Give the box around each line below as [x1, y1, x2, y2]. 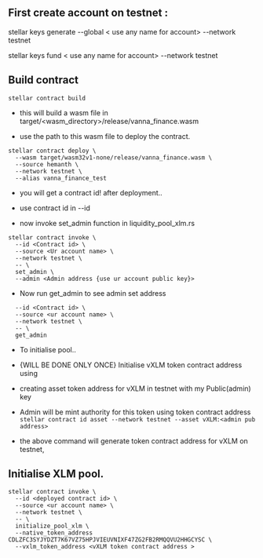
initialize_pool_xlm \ [15, 522, 89, 531]
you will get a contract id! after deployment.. [19, 188, 163, 197]
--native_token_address [15, 529, 93, 537]
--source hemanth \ [15, 160, 79, 168]
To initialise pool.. [19, 345, 77, 354]
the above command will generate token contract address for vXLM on [19, 436, 249, 446]
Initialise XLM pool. [8, 467, 104, 481]
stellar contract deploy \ [8, 147, 97, 155]
